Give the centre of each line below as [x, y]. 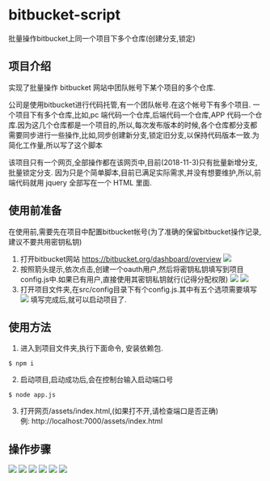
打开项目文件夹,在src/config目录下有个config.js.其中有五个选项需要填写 [138, 289]
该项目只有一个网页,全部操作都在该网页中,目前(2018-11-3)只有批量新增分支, [133, 162]
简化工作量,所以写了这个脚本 [56, 145]
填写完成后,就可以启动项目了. [78, 299]
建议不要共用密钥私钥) [45, 241]
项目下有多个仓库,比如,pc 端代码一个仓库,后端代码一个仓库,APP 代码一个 [135, 114]
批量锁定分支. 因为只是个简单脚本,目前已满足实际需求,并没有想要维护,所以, [131, 172]
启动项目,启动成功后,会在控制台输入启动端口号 [97, 380]
